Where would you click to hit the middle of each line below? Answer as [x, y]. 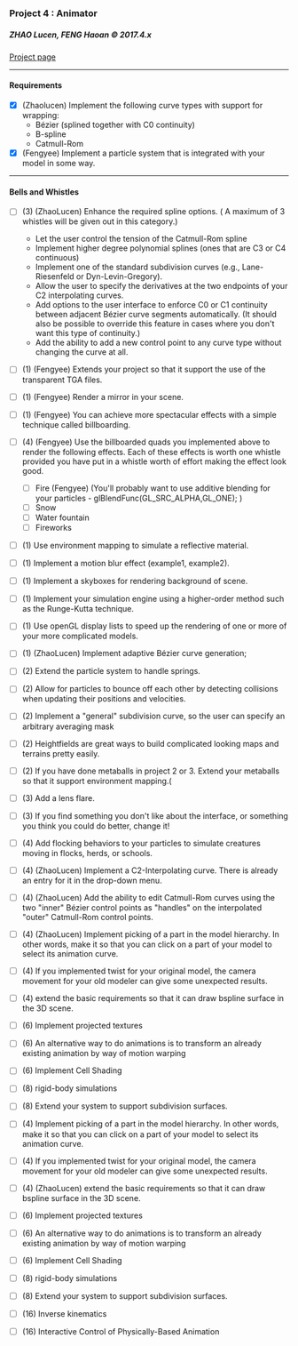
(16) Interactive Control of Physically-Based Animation [121, 1332]
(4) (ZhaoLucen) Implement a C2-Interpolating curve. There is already [150, 870]
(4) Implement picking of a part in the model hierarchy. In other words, [150, 1124]
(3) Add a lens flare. [58, 797]
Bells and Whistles [44, 192]
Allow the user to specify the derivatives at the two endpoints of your [161, 286]
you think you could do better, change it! [96, 826]
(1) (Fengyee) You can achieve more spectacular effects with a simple [149, 414]
